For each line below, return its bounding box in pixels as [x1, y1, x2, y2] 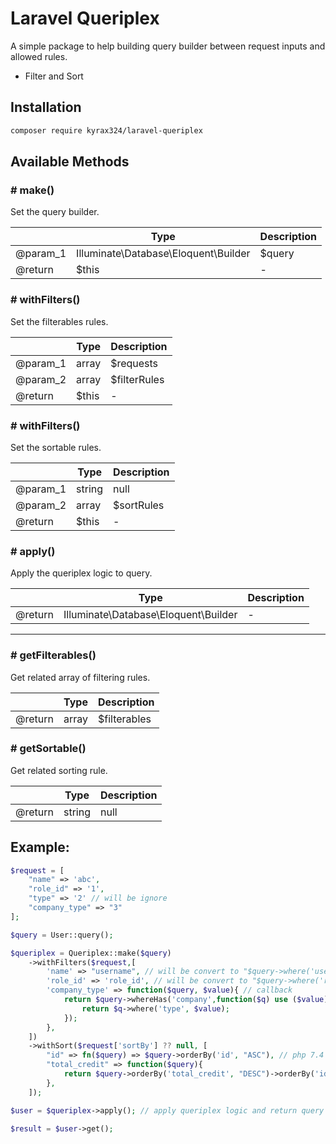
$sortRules [113, 498, 165, 512]
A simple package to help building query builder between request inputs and [10, 40, 326, 52]
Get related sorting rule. [10, 764, 108, 776]
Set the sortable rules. [10, 441, 102, 453]
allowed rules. [10, 50, 68, 62]
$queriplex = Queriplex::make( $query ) [10, 948, 172, 958]
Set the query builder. [10, 206, 100, 218]
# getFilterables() [10, 648, 97, 662]
